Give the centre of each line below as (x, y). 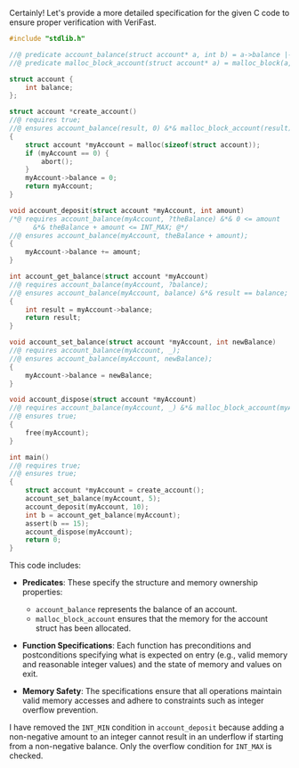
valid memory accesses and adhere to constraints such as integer (143, 701)
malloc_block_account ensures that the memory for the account (152, 619)
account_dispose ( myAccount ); (79, 532)
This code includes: (45, 566)
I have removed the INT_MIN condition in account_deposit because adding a (147, 727)
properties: (42, 592)
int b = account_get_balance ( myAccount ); (103, 515)
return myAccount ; (59, 186)
